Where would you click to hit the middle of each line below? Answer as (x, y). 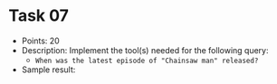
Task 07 (39, 16)
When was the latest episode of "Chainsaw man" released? (147, 61)
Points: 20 (40, 41)
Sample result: (48, 70)
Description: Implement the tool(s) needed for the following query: (145, 50)
